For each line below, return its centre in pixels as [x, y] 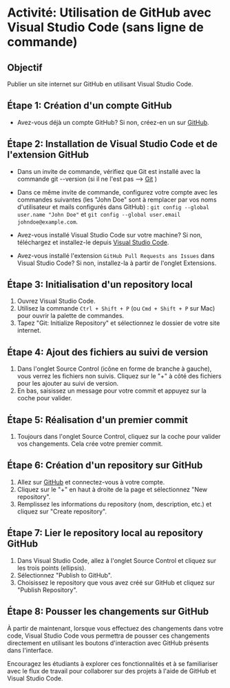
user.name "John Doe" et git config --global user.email [99, 214]
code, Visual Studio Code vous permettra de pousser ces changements [108, 636]
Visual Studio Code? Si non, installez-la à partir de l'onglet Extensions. [117, 263]
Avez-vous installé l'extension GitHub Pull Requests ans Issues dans [116, 255]
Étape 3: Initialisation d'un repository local [100, 285]
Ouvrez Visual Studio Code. [56, 301]
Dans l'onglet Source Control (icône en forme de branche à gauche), [114, 369]
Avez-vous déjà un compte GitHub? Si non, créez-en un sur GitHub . [113, 122]
